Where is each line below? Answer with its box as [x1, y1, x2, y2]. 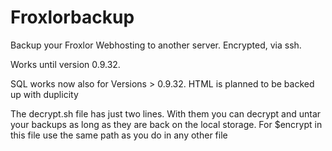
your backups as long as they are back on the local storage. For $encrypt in [10, 118, 323, 130]
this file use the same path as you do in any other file [10, 129, 228, 141]
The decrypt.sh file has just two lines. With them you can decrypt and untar [10, 107, 322, 120]
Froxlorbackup [10, 6, 135, 29]
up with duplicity [10, 88, 79, 100]
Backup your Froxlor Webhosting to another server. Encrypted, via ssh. [10, 39, 302, 51]
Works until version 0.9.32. [10, 58, 121, 70]
